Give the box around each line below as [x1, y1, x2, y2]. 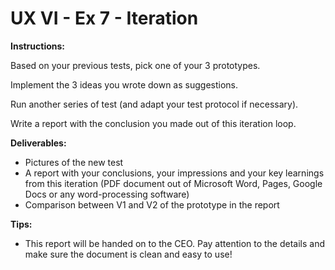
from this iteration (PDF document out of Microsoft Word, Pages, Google [24, 177, 323, 189]
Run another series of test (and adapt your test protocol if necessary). [10, 98, 299, 110]
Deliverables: [10, 137, 67, 149]
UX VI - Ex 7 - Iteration [10, 7, 199, 30]
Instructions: [10, 40, 66, 52]
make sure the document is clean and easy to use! [24, 248, 233, 260]
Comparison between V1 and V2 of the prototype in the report [24, 198, 280, 211]
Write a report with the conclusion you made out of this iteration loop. [10, 117, 297, 129]
